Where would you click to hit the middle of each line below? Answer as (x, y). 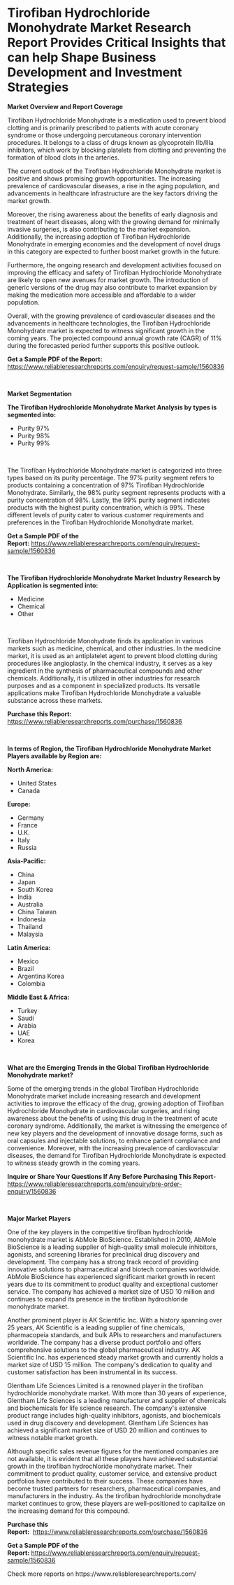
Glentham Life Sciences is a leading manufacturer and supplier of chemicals (117, 1400)
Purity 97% (34, 428)
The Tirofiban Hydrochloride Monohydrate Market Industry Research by (114, 578)
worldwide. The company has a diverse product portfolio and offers (104, 1342)
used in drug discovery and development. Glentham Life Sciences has (108, 1423)
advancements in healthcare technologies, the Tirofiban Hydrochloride (109, 323)
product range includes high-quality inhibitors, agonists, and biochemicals (114, 1415)
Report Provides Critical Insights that (117, 43)
